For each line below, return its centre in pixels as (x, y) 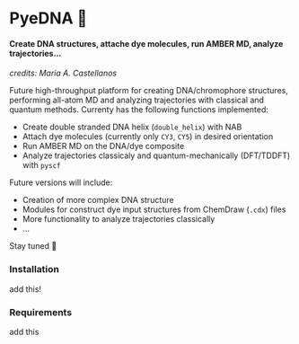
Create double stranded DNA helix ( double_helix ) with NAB (132, 127)
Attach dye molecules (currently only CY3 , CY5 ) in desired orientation (148, 137)
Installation (35, 269)
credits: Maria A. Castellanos (63, 73)
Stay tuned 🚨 (33, 246)
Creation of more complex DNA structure (98, 200)
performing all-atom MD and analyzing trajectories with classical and (137, 100)
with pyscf (41, 165)
